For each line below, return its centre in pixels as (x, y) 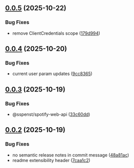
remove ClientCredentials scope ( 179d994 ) (56, 33)
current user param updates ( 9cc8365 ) (52, 74)
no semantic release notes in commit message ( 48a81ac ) (71, 155)
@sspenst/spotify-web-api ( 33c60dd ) (51, 114)
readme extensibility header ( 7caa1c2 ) (51, 160)
